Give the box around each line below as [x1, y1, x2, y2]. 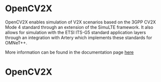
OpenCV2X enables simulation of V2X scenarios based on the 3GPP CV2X [5, 19, 156, 25]
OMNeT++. [5, 40, 27, 45]
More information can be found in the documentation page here [5, 49, 134, 55]
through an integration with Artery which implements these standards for [5, 35, 152, 41]
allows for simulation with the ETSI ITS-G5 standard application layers [5, 29, 146, 35]
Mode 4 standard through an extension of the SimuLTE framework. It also [5, 24, 154, 30]
